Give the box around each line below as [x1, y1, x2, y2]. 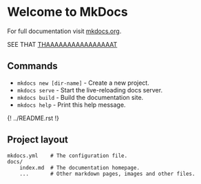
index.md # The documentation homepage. [19, 164, 140, 171]
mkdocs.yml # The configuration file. [7, 152, 128, 159]
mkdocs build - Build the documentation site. [17, 93, 144, 101]
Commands [7, 60, 59, 72]
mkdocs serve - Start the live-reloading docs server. [17, 85, 163, 94]
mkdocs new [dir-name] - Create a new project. [17, 79, 149, 87]
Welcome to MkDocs [7, 4, 129, 20]
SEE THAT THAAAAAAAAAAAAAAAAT [7, 40, 118, 48]
